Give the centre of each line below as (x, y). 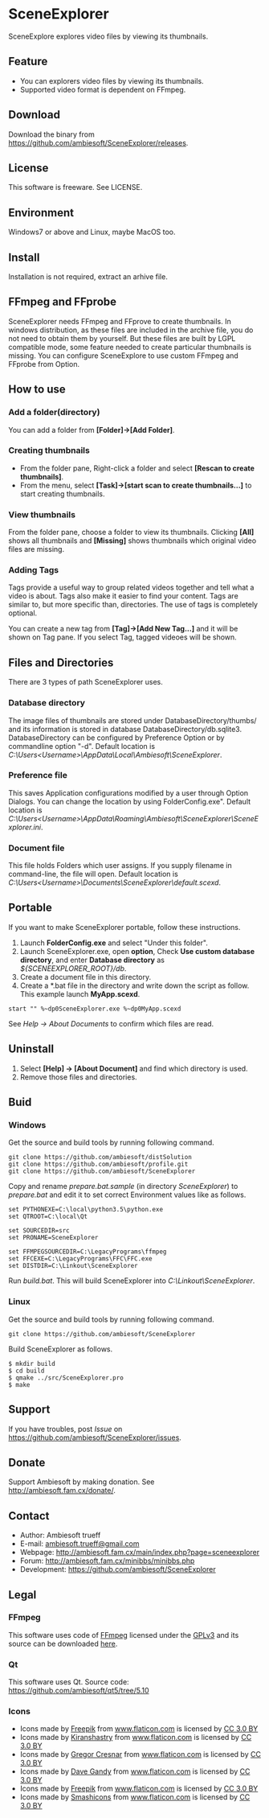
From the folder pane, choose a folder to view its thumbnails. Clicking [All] (131, 533)
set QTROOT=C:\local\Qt (48, 1217)
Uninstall (31, 1049)
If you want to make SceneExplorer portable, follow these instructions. (124, 927)
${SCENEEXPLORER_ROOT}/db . (73, 968)
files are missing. (37, 549)
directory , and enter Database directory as (92, 960)
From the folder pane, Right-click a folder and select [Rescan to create (137, 468)
